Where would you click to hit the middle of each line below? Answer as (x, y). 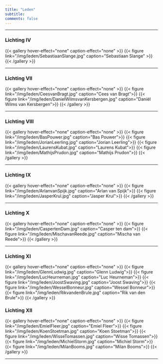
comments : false (21, 18)
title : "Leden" (20, 9)
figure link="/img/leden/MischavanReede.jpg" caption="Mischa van (73, 234)
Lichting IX (18, 175)
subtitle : (15, 14)
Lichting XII (19, 311)
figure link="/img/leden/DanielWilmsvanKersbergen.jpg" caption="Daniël (78, 99)
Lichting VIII (19, 121)
